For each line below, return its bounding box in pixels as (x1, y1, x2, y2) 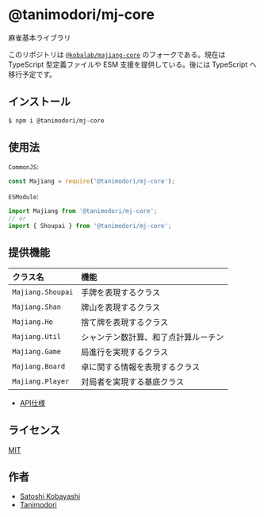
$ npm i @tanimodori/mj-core (8, 117, 105, 125)
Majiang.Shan (12, 302, 62, 311)
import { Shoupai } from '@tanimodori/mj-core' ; (8, 222, 172, 230)
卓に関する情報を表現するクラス (80, 361, 201, 372)
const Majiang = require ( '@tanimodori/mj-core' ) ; (8, 177, 176, 186)
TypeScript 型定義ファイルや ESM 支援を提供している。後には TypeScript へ (8, 60, 257, 69)
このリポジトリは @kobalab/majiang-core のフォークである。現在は (8, 49, 226, 59)
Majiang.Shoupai (12, 287, 74, 296)
